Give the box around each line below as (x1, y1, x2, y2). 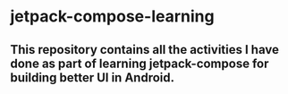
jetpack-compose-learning (10, 6, 215, 27)
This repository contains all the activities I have (10, 42, 280, 57)
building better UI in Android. (10, 70, 175, 85)
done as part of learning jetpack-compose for (10, 56, 269, 71)
